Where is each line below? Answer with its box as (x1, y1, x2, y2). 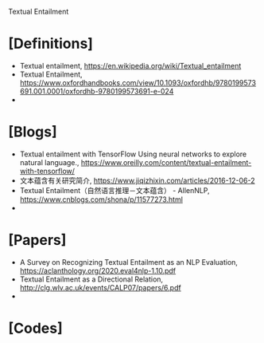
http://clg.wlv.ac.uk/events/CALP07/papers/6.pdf (19, 282, 181, 292)
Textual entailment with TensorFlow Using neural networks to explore (19, 149, 247, 159)
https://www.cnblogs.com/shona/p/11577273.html (19, 195, 183, 204)
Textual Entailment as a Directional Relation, (19, 274, 164, 284)
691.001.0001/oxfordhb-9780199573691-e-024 (19, 86, 174, 96)
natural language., (19, 157, 80, 167)
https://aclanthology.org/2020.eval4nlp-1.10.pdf (19, 266, 177, 275)
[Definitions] (8, 35, 94, 53)
